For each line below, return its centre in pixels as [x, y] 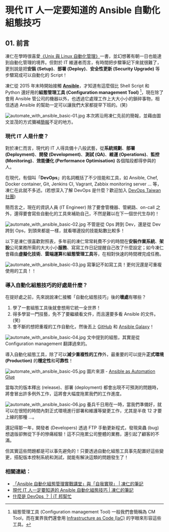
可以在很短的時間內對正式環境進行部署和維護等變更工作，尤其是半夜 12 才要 [84, 411]
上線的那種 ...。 [21, 417]
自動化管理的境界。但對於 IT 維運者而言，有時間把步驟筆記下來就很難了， [86, 62]
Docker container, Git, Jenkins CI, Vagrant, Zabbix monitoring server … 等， [83, 184]
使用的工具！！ [21, 271]
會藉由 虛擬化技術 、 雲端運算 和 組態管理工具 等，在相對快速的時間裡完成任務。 [84, 254]
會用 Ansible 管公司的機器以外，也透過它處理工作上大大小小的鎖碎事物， [80, 98]
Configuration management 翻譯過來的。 [48, 344]
